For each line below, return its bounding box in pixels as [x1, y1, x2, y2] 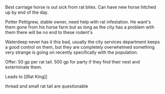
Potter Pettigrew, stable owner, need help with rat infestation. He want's [5, 19, 151, 25]
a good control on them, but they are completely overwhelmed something [5, 44, 155, 50]
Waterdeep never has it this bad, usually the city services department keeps [5, 39, 160, 45]
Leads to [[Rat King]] [5, 74, 48, 79]
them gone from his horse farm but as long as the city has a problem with [5, 24, 155, 30]
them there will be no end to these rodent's [5, 30, 93, 35]
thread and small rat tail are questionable [5, 83, 88, 89]
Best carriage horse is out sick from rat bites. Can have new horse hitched [5, 4, 157, 10]
